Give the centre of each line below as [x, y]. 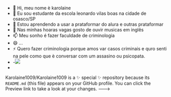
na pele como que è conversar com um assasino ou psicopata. [79, 56]
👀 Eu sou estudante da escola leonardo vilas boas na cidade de [80, 13]
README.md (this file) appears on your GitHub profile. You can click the [78, 83]
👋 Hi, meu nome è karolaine [42, 8]
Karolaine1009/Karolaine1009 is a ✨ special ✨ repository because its [78, 77]
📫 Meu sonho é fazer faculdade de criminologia [64, 35]
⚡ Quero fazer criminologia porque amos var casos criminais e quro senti [90, 48]
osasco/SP [24, 19]
